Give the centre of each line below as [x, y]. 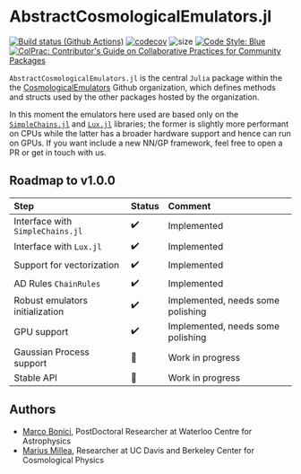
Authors [33, 410]
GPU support [41, 331]
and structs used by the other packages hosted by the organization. [134, 97]
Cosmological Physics [63, 460]
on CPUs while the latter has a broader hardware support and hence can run [150, 133]
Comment [189, 206]
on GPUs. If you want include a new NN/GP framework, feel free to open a [146, 143]
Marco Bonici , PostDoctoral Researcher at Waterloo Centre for [137, 431]
